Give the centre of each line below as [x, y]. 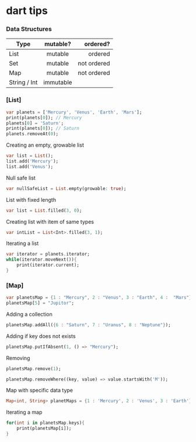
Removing [18, 358]
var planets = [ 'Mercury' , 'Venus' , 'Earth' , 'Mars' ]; [74, 112]
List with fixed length [31, 199]
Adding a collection [29, 314]
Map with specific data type [40, 391]
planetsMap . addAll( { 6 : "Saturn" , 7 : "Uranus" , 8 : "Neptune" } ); [88, 325]
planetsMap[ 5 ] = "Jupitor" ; [40, 303]
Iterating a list [22, 243]
